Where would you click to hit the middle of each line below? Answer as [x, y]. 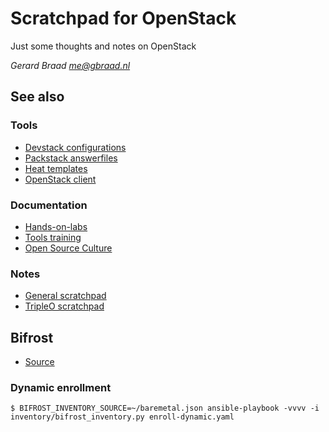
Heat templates [56, 168]
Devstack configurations [75, 147]
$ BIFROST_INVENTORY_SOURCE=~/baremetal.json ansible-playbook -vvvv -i [165, 408]
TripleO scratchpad [64, 306]
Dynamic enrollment [61, 387]
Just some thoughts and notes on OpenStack [103, 46]
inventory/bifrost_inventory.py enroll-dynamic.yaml [122, 417]
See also [37, 97]
